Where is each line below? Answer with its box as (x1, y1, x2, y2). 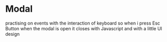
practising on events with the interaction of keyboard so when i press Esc (5, 20, 160, 26)
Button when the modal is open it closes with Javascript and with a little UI (5, 25, 162, 31)
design (5, 31, 20, 37)
